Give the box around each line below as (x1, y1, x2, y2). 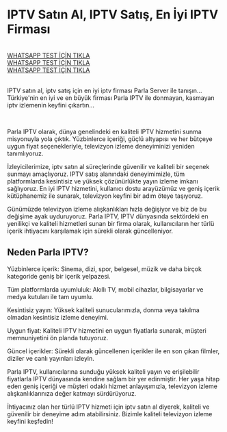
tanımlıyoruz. (7, 149, 44, 157)
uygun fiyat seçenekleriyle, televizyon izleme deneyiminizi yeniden (7, 142, 195, 150)
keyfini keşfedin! (7, 417, 53, 425)
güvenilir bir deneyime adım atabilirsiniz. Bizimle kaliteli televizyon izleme (7, 409, 213, 418)
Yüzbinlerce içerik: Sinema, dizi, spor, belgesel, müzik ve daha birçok (7, 264, 202, 273)
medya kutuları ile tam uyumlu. (7, 292, 94, 301)
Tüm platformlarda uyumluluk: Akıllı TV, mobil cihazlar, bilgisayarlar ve (7, 285, 204, 294)
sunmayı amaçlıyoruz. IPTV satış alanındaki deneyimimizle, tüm (7, 170, 185, 178)
